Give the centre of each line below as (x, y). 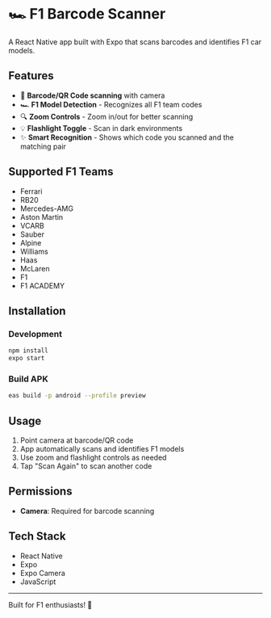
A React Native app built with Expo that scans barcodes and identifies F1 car (135, 42)
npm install (28, 351)
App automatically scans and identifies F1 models (102, 448)
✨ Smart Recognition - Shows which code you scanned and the (127, 137)
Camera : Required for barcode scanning (87, 511)
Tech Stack (37, 536)
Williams (34, 251)
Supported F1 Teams (61, 172)
